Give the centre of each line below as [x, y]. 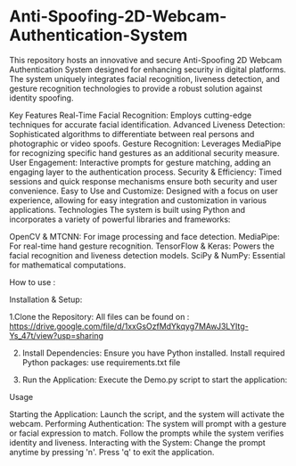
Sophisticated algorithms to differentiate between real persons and [132, 134]
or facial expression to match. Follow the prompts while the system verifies [147, 433]
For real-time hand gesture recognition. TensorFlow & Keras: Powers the [142, 246]
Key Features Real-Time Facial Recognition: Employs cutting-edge [131, 115]
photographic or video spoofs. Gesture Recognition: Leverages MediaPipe [145, 143]
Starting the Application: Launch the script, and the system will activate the [147, 414]
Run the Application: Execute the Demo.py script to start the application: [155, 380]
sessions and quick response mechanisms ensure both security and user [144, 181]
